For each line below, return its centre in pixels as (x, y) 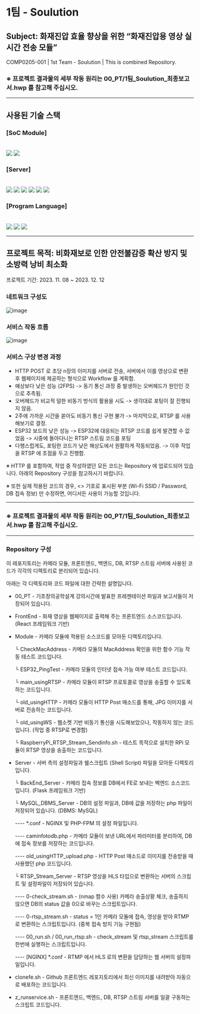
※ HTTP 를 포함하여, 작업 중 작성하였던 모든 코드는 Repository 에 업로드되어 (94, 466)
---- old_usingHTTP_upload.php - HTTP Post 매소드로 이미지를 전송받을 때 (104, 856)
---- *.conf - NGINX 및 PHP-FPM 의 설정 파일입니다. (76, 823)
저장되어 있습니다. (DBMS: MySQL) (56, 810)
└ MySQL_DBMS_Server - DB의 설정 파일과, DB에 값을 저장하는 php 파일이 (103, 803)
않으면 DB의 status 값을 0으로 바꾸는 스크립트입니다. (76, 903)
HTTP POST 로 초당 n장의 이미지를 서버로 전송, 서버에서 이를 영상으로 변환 (101, 371)
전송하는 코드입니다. (49, 709)
